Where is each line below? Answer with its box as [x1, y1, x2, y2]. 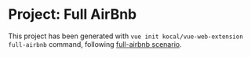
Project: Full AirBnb [8, 5, 137, 23]
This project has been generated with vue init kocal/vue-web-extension [8, 31, 243, 41]
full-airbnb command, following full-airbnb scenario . [8, 39, 182, 48]
